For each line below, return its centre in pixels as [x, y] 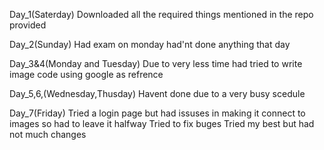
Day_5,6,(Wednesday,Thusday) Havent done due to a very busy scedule [157, 93]
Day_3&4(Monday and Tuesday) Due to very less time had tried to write [156, 63]
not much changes [48, 134]
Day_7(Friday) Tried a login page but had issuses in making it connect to [157, 113]
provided [28, 25]
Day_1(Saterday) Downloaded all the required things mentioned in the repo [161, 14]
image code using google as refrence [86, 74]
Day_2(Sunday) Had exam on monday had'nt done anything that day [150, 44]
